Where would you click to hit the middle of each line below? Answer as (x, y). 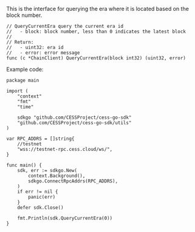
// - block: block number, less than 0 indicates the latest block (96, 31)
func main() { (24, 165)
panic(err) (42, 197)
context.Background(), (57, 176)
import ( (17, 91)
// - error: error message (43, 53)
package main (23, 81)
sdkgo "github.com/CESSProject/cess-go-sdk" (74, 118)
